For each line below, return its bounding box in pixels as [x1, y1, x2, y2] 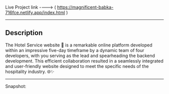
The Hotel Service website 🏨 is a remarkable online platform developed [5, 42, 152, 48]
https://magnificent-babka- [57, 4, 114, 10]
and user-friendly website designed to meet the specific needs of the [5, 63, 149, 69]
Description [5, 28, 43, 37]
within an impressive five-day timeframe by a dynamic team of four [5, 47, 144, 53]
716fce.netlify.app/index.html [5, 9, 65, 15]
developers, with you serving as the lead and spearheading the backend [5, 52, 155, 58]
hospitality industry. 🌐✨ [5, 68, 54, 74]
